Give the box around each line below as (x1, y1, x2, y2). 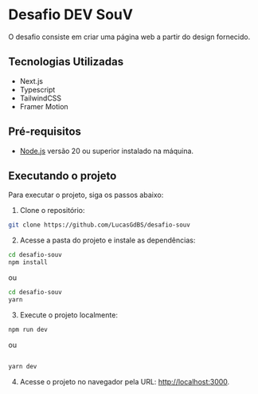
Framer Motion (19, 101, 69, 111)
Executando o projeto (8, 169, 117, 183)
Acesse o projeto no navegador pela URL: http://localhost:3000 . (19, 376, 230, 386)
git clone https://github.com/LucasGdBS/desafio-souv (8, 221, 191, 229)
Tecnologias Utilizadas (8, 55, 124, 69)
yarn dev (8, 362, 37, 370)
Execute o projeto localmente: (19, 309, 118, 320)
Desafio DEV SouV (8, 6, 134, 24)
